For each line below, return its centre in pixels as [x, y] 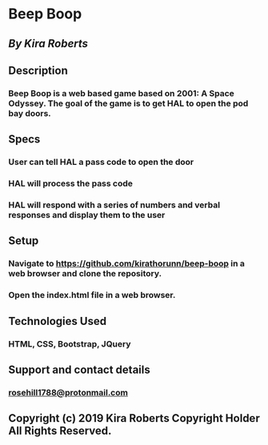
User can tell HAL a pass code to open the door [101, 162]
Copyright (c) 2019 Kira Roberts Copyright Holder [134, 418]
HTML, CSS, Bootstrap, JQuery [70, 343]
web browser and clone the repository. [85, 274]
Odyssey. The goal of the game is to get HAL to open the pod [128, 103]
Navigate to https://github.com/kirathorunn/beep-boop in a [127, 263]
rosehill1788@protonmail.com [68, 392]
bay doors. [30, 113]
